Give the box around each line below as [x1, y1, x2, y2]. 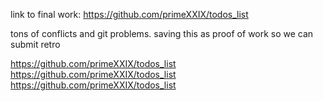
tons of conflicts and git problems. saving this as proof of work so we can [10, 28, 314, 39]
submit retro [10, 39, 61, 50]
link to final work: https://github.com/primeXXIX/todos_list [10, 9, 249, 20]
